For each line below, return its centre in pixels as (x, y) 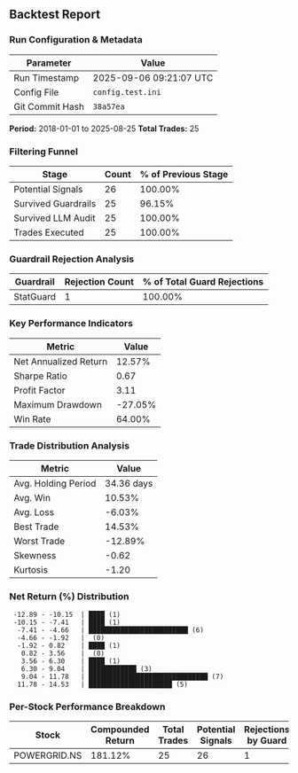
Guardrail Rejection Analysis (72, 259)
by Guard (267, 741)
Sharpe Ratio (41, 376)
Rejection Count (99, 282)
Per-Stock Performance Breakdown (87, 707)
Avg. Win (32, 497)
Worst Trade (39, 541)
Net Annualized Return (61, 361)
